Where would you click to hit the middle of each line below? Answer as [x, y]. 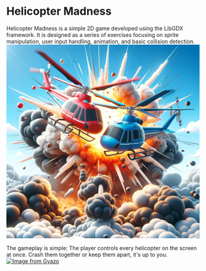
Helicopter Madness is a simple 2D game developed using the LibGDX [95, 28]
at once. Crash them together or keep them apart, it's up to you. [87, 254]
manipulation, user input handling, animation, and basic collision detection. [101, 41]
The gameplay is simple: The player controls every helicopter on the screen [102, 248]
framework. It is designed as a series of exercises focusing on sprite [93, 34]
